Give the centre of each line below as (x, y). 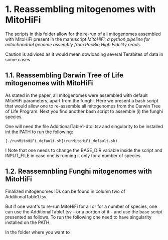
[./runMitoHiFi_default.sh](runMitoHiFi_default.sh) (61, 141)
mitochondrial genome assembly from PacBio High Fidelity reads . (73, 44)
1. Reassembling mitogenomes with (80, 9)
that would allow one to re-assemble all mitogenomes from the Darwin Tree (83, 106)
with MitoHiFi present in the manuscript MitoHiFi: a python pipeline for (78, 39)
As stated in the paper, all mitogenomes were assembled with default (76, 95)
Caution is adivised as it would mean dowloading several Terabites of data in (84, 54)
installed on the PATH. (28, 222)
